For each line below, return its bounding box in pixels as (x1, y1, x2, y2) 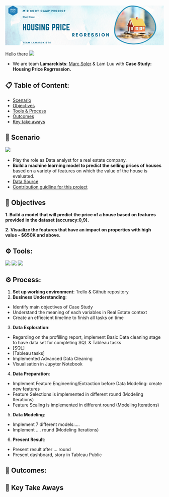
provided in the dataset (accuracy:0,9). (5, 217, 90, 223)
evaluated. (12, 173, 35, 179)
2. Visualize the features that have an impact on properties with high (5, 227, 151, 233)
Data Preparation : (12, 371, 50, 377)
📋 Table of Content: (5, 81, 69, 90)
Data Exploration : (12, 325, 50, 331)
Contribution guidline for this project (12, 183, 88, 190)
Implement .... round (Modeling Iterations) (12, 427, 99, 433)
